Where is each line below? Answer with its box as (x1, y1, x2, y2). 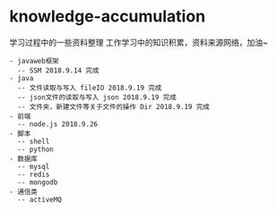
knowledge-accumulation (9, 6, 206, 27)
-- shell (17, 137, 50, 146)
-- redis (17, 170, 50, 179)
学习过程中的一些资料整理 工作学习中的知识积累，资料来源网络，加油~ (9, 37, 269, 47)
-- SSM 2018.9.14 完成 (17, 65, 100, 75)
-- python (17, 145, 54, 154)
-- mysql (17, 162, 50, 171)
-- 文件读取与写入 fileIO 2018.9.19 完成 (17, 83, 162, 92)
